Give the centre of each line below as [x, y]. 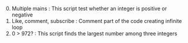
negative [22, 15]
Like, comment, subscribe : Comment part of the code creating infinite [97, 21]
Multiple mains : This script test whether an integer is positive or [89, 9]
